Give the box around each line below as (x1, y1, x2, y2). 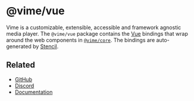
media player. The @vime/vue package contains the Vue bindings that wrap (6, 30, 189, 37)
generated (6, 43, 32, 50)
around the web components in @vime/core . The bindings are (6, 36, 155, 43)
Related (6, 60, 36, 70)
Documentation (14, 88, 53, 96)
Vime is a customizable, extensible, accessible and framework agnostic (6, 24, 182, 31)
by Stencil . (32, 43, 59, 50)
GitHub (14, 75, 33, 83)
